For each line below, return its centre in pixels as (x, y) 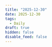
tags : (11, 19)
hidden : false (20, 32)
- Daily (17, 23)
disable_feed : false (26, 37)
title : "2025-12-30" (26, 10)
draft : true (17, 28)
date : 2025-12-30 (23, 14)
